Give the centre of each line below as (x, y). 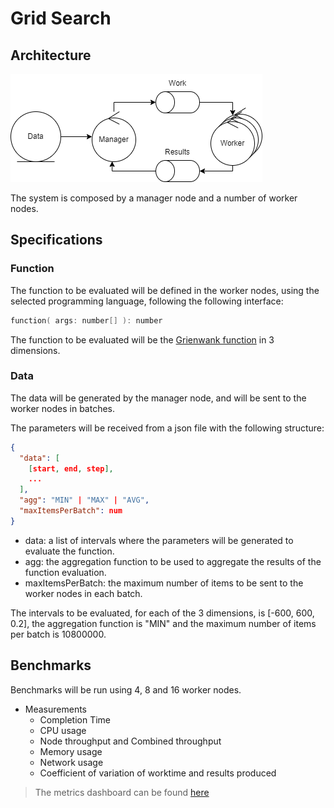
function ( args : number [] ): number (86, 320)
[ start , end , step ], (71, 468)
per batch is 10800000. (58, 634)
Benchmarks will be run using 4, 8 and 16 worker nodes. (126, 689)
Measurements (56, 709)
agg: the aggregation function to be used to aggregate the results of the (173, 561)
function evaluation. (65, 572)
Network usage (71, 762)
